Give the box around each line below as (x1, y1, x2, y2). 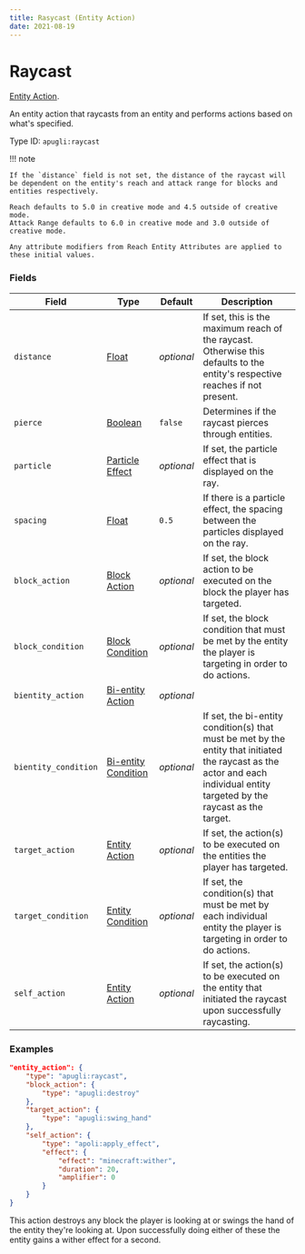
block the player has (202, 586, 290, 598)
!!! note (9, 154, 36, 165)
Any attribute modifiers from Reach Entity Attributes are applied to (9, 243, 282, 252)
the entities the (202, 849, 267, 862)
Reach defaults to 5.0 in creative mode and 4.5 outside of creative (9, 203, 279, 212)
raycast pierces (202, 416, 270, 428)
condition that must (202, 623, 286, 636)
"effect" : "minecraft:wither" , (57, 1156, 177, 1165)
